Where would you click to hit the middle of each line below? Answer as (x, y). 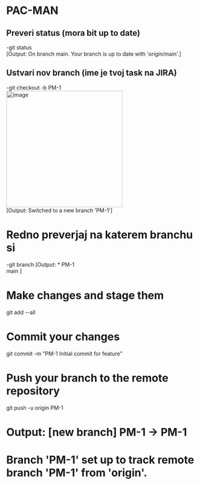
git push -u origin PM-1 (35, 407)
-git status (19, 47)
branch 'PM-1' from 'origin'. (77, 473)
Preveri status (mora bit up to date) (73, 33)
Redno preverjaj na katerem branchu (100, 235)
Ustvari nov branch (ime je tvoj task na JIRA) (92, 73)
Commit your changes (63, 336)
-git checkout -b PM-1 (34, 87)
